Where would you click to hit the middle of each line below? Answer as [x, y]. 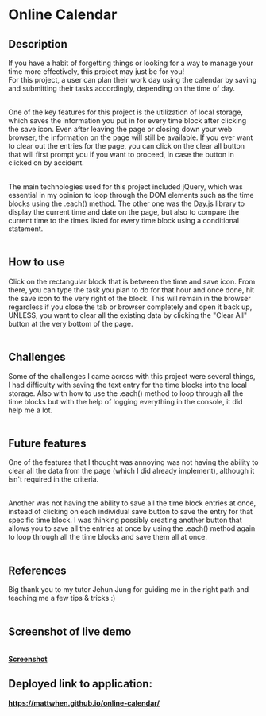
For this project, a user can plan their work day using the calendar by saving [132, 80]
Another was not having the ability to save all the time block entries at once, [132, 503]
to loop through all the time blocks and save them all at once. [108, 537]
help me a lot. [31, 410]
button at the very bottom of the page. [71, 323]
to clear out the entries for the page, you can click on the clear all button [126, 146]
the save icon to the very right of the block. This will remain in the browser [130, 298]
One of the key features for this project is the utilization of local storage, [126, 112]
